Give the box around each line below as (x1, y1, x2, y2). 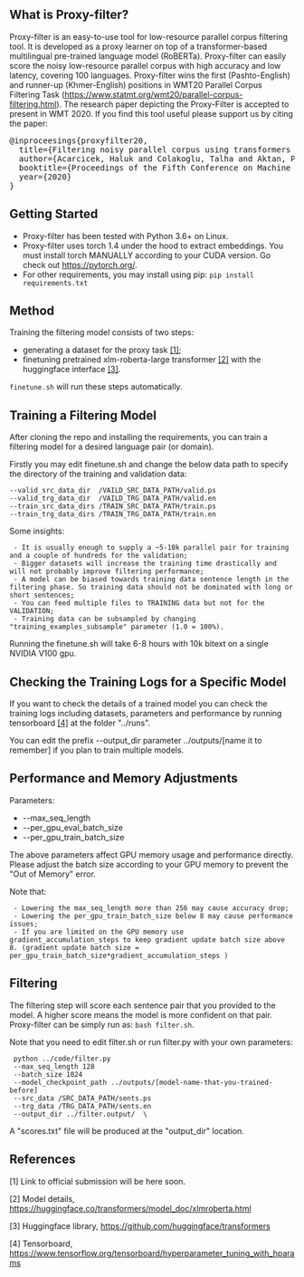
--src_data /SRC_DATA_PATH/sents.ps (13, 1093, 152, 1103)
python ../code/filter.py (13, 1054, 111, 1063)
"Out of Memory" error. (9, 869, 97, 879)
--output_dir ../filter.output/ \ (13, 1109, 147, 1119)
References (9, 1152, 76, 1167)
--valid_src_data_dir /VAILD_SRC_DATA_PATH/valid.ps (9, 486, 217, 495)
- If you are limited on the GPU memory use (13, 927, 184, 936)
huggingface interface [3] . (22, 364, 121, 375)
